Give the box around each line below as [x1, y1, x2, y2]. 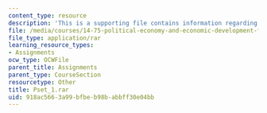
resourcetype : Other [8, 78, 77, 86]
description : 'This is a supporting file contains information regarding [8, 19, 258, 27]
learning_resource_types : [8, 41, 94, 49]
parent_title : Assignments [8, 64, 98, 72]
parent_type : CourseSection [8, 71, 102, 79]
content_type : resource [8, 11, 87, 20]
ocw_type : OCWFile [8, 56, 69, 64]
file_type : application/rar [8, 33, 102, 42]
